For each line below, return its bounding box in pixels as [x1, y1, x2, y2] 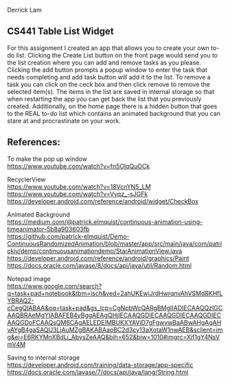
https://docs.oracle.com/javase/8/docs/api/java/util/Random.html [7, 261, 192, 269]
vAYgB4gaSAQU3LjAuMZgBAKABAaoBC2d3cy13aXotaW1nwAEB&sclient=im [7, 325, 223, 334]
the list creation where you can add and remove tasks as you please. [7, 58, 201, 66]
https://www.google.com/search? [7, 282, 102, 290]
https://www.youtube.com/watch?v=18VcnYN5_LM [7, 182, 151, 190]
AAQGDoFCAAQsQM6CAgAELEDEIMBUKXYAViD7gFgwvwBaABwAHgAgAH [7, 318, 222, 326]
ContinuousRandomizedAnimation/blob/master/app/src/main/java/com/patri [7, 239, 222, 247]
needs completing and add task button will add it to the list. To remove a [7, 73, 211, 81]
